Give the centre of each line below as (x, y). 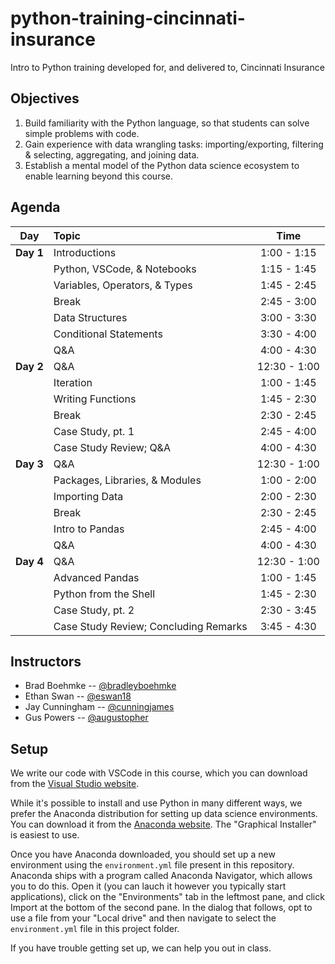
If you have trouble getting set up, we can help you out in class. (141, 948)
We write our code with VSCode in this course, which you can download (159, 773)
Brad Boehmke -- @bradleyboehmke (100, 686)
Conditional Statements (108, 334)
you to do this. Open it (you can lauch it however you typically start (148, 886)
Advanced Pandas (96, 577)
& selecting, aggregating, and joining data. (112, 154)
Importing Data (88, 496)
